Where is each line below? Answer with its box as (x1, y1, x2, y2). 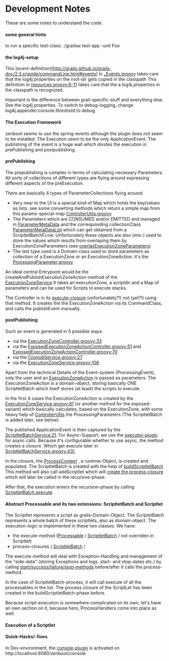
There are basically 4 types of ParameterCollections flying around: (5, 190, 144, 196)
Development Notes (5, 3, 91, 15)
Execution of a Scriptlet (5, 622, 55, 628)
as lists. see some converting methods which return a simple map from (12, 205, 160, 211)
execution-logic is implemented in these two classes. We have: (5, 523, 136, 529)
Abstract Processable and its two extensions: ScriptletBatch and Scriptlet (5, 501, 163, 507)
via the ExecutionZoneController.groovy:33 (12, 338, 102, 344)
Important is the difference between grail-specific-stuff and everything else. (5, 97, 164, 103)
